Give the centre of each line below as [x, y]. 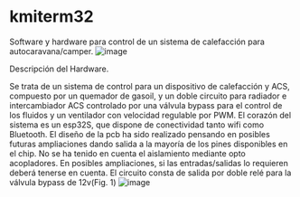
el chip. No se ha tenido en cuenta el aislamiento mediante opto [127, 153]
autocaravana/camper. [52, 51]
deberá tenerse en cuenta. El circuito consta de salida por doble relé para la [150, 173]
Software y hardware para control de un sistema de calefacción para [137, 42]
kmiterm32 [52, 17]
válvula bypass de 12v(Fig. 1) [63, 182]
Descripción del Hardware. [59, 69]
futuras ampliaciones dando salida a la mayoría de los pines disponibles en [149, 144]
